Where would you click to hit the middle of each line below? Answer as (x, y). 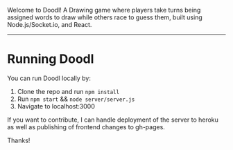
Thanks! (19, 140)
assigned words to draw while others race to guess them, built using (105, 17)
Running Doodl (51, 59)
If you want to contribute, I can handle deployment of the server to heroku (113, 120)
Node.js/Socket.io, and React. (50, 25)
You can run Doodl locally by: (49, 78)
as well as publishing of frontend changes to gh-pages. (86, 126)
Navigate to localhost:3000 (56, 106)
